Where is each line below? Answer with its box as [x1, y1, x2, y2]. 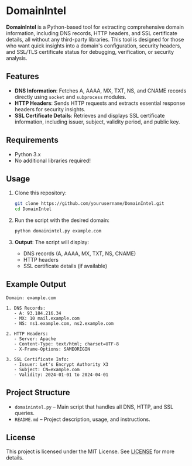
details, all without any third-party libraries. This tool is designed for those [6, 36, 184, 43]
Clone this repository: [14, 189, 67, 197]
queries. [14, 409, 35, 416]
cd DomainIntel [14, 206, 52, 212]
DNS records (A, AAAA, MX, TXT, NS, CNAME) [23, 250, 136, 257]
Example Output [6, 279, 66, 289]
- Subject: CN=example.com [13, 366, 80, 372]
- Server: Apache [13, 335, 57, 342]
